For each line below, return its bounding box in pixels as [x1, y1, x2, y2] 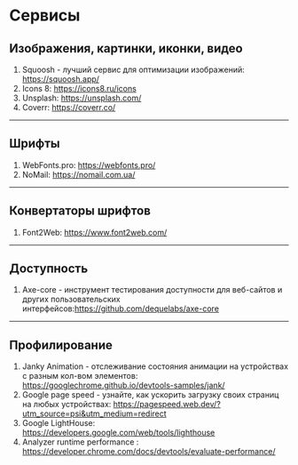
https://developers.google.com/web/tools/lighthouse [21, 428, 216, 438]
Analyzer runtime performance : [21, 437, 139, 447]
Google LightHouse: [21, 418, 96, 429]
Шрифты [9, 136, 60, 151]
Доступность [9, 261, 89, 277]
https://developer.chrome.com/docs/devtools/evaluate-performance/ [21, 446, 276, 457]
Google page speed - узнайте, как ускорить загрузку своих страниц [21, 389, 279, 400]
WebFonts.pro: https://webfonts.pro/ [21, 159, 156, 170]
